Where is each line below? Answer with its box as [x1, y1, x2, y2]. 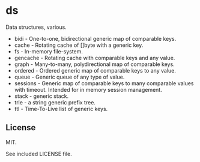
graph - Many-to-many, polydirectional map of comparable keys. [14, 61, 175, 68]
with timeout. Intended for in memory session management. [14, 86, 163, 93]
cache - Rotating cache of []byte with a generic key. [14, 41, 144, 49]
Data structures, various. [5, 23, 67, 31]
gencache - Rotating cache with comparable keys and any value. [14, 54, 175, 61]
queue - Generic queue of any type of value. [14, 73, 125, 80]
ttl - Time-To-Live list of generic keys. [14, 105, 108, 112]
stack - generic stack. [14, 92, 69, 100]
